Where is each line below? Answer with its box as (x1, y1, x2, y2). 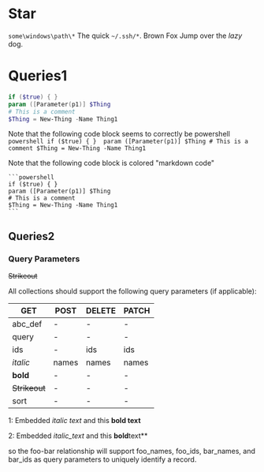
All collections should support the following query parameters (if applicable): (8, 287, 257, 296)
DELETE (85, 305, 117, 317)
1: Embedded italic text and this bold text (8, 416, 141, 425)
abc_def (12, 319, 43, 330)
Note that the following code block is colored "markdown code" (8, 159, 215, 168)
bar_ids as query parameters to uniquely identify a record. (8, 455, 197, 464)
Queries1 (8, 67, 68, 85)
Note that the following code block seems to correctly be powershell (8, 129, 231, 139)
